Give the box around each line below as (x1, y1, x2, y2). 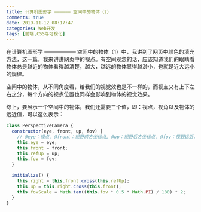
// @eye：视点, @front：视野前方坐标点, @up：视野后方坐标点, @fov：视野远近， (17, 134, 199, 140)
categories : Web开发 (6, 25, 56, 32)
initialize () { (11, 173, 50, 179)
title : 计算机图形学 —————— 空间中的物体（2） (6, 8, 112, 15)
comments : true (6, 14, 44, 20)
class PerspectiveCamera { (6, 123, 74, 129)
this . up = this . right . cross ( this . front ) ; (17, 183, 121, 189)
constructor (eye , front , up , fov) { (11, 128, 103, 134)
